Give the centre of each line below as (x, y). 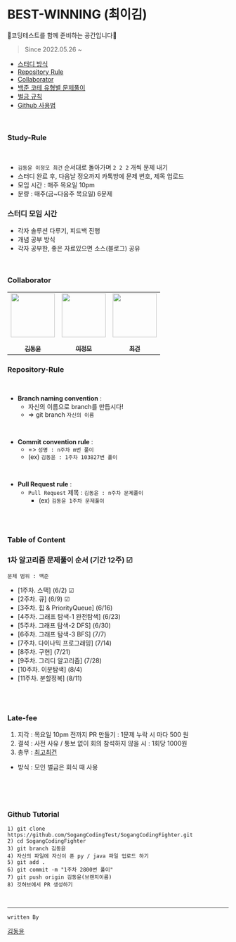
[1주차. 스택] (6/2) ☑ (46, 590)
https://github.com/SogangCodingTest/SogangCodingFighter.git (100, 835)
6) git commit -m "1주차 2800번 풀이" (60, 869)
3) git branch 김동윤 (37, 848)
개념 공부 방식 (36, 239)
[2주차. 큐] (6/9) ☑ (44, 599)
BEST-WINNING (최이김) (77, 14)
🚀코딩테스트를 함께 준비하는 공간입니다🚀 (62, 35)
